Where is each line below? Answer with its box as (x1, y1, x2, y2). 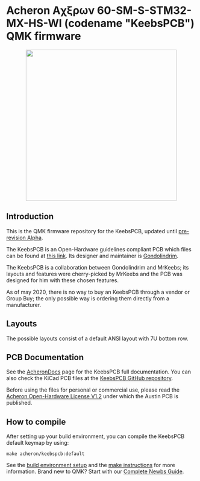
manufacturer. (6, 301, 41, 308)
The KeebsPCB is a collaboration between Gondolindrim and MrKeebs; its (6, 263, 189, 271)
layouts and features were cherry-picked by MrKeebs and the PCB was (6, 270, 183, 277)
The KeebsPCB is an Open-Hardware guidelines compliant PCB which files (6, 245, 192, 253)
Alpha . (27, 234, 43, 241)
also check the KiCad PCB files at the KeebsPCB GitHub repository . (6, 375, 173, 382)
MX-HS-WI (6, 16, 62, 30)
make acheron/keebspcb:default (6, 451, 85, 457)
